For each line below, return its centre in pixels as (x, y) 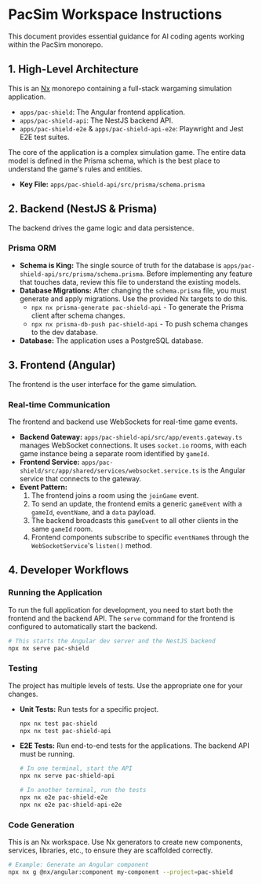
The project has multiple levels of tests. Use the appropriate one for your (126, 685)
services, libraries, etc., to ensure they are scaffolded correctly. (111, 850)
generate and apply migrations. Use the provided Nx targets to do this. (133, 298)
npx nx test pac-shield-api (65, 731)
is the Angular (223, 470)
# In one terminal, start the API (76, 768)
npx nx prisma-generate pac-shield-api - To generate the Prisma (138, 307)
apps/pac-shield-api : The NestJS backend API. (96, 120)
